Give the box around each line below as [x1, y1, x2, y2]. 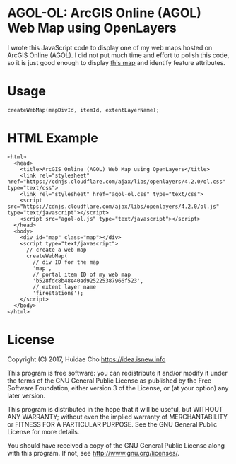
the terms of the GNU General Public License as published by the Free [7, 376, 212, 385]
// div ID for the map [33, 258, 100, 266]
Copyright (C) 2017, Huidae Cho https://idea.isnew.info [7, 355, 166, 364]
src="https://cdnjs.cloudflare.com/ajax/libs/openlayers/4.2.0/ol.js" [7, 203, 220, 210]
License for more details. [7, 427, 80, 436]
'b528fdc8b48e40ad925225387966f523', [33, 277, 143, 284]
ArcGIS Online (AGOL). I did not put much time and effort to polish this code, [7, 51, 230, 59]
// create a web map [25, 246, 87, 253]
